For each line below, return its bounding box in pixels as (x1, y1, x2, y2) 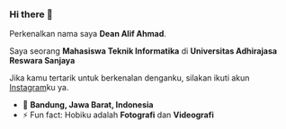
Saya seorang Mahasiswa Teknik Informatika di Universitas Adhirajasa (9, 46, 277, 56)
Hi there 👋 (9, 8, 54, 21)
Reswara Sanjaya (9, 56, 76, 66)
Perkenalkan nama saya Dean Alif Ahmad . (9, 29, 166, 39)
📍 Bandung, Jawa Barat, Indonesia (22, 99, 154, 110)
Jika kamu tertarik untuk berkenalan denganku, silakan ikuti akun (9, 73, 250, 83)
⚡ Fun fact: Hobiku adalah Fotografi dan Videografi (22, 109, 214, 120)
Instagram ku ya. (9, 82, 69, 93)
